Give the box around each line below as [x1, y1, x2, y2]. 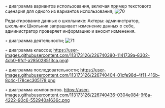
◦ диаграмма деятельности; [5, 38, 65, 43]
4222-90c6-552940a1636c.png [5, 97, 70, 103]
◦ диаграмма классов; [5, 47, 53, 53]
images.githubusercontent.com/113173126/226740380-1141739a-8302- [5, 52, 150, 58]
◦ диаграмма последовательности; [5, 67, 80, 73]
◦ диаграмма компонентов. [5, 87, 63, 92]
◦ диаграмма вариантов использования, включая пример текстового [5, 3, 152, 9]
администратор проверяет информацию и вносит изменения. [5, 28, 136, 34]
